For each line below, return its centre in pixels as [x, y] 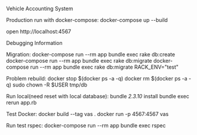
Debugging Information [34, 43]
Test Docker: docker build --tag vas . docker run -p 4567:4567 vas [87, 114]
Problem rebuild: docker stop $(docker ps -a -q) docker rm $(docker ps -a [97, 78]
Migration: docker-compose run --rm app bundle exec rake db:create [91, 54]
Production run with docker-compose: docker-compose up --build [87, 20]
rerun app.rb [22, 102]
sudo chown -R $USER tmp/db [50, 85]
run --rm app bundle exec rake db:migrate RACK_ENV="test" [104, 67]
